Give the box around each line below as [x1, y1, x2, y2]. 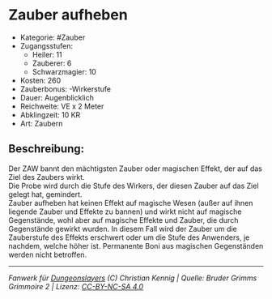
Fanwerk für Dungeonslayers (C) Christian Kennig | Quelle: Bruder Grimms [8, 273, 257, 283]
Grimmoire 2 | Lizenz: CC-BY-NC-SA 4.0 [8, 281, 144, 291]
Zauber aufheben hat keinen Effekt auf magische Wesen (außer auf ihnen [8, 198, 253, 207]
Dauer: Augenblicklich [19, 92, 95, 102]
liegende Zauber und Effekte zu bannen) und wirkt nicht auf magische [8, 207, 242, 216]
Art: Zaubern [19, 118, 63, 128]
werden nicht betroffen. [8, 250, 87, 259]
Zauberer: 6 [32, 58, 72, 68]
